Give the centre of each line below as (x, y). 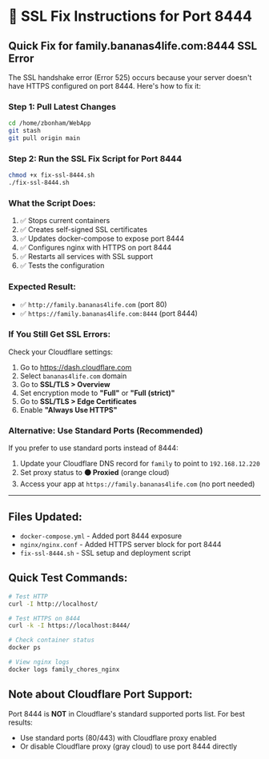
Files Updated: (45, 516)
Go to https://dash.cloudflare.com (76, 367)
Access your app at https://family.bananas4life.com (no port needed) (137, 484)
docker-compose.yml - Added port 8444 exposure (101, 536)
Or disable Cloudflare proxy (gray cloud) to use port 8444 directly (128, 746)
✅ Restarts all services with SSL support (86, 257)
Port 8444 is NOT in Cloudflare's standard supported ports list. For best (127, 713)
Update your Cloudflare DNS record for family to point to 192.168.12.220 (140, 464)
